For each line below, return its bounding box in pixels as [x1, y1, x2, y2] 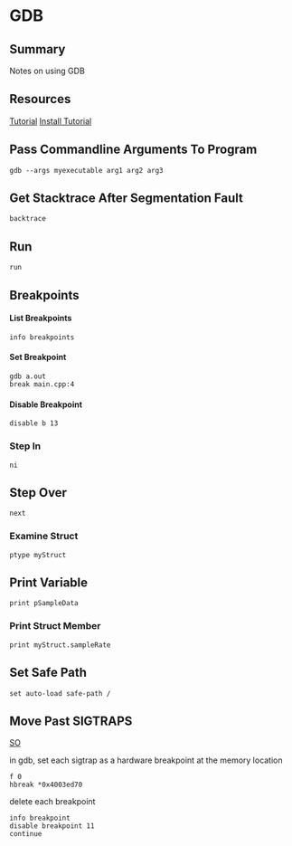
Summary [9, 42, 66, 57]
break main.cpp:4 [9, 380, 75, 389]
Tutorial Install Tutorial [9, 115, 92, 127]
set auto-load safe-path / [9, 689, 111, 698]
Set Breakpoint [9, 352, 67, 363]
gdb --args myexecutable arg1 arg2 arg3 [9, 166, 165, 175]
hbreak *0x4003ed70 [9, 780, 83, 790]
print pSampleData [9, 599, 79, 608]
